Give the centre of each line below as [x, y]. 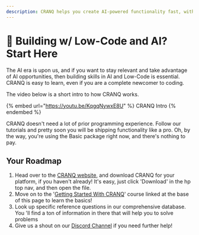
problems [26, 220]
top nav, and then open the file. [53, 188]
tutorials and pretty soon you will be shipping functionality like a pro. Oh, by [98, 130]
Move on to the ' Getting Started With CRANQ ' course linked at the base [102, 194]
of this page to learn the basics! [53, 201]
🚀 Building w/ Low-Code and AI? [87, 41]
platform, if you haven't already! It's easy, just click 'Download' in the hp [102, 182]
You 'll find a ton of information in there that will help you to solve [94, 213]
